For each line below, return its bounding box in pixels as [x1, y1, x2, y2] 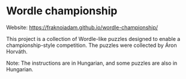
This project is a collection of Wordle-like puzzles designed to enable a [6, 35, 181, 42]
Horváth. [6, 48, 28, 55]
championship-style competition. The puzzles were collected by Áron [6, 42, 177, 49]
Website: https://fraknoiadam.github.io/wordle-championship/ [6, 24, 158, 31]
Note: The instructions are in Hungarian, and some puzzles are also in [6, 59, 178, 67]
